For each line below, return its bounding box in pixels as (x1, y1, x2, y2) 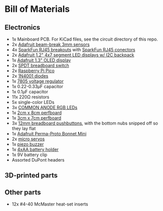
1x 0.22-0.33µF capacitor (11, 84, 63, 89)
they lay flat (11, 126, 36, 131)
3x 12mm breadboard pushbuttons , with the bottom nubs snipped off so (11, 120, 159, 126)
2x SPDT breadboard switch (11, 63, 70, 68)
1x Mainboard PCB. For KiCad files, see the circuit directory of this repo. (11, 36, 159, 42)
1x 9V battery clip (11, 152, 47, 158)
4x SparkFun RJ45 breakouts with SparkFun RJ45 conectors (11, 47, 135, 52)
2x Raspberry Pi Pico (11, 68, 55, 74)
